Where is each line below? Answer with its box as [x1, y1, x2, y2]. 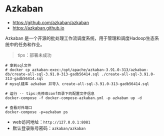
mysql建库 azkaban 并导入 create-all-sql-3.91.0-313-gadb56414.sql [9, 81, 149, 86]
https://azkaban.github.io [12, 24, 64, 30]
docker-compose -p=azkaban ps [5, 109, 68, 114]
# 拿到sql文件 [5, 63, 31, 68]
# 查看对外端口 [5, 105, 32, 110]
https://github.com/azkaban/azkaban [12, 19, 89, 25]
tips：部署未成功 [17, 52, 51, 58]
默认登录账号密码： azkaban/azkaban [12, 125, 86, 131]
